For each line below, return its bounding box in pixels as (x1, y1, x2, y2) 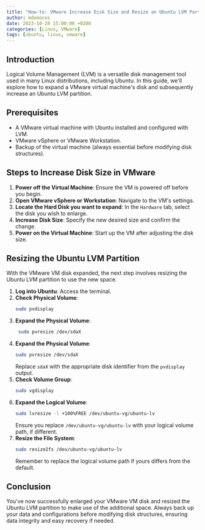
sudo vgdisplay (15, 388, 54, 394)
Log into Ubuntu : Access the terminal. (15, 288, 112, 295)
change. (15, 222, 36, 230)
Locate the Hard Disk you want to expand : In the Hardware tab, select (15, 203, 190, 211)
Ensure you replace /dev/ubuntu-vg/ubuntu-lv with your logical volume (15, 421, 194, 429)
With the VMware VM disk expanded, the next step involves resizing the (6, 269, 187, 277)
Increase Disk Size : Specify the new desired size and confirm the (15, 216, 181, 223)
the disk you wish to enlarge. (15, 209, 88, 217)
